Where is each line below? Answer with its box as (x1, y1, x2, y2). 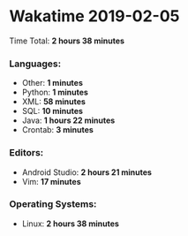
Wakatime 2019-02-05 (9, 6, 180, 27)
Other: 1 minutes (21, 78, 84, 88)
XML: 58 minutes (21, 96, 86, 107)
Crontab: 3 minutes (21, 125, 94, 135)
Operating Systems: (9, 198, 97, 210)
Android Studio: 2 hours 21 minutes (21, 166, 153, 178)
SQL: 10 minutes (21, 106, 84, 117)
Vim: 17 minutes (21, 176, 81, 187)
